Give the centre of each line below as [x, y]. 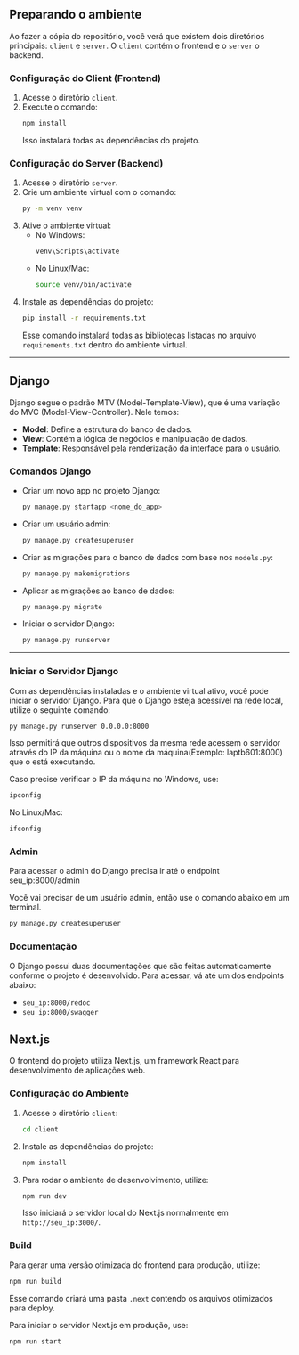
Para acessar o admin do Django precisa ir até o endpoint [114, 871]
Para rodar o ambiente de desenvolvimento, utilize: [115, 1180]
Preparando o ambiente [76, 15]
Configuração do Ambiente [69, 1093]
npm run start [36, 1341]
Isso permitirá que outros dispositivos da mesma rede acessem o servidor [145, 743]
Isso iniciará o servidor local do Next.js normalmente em [125, 1213]
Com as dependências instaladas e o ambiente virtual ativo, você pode [139, 690]
